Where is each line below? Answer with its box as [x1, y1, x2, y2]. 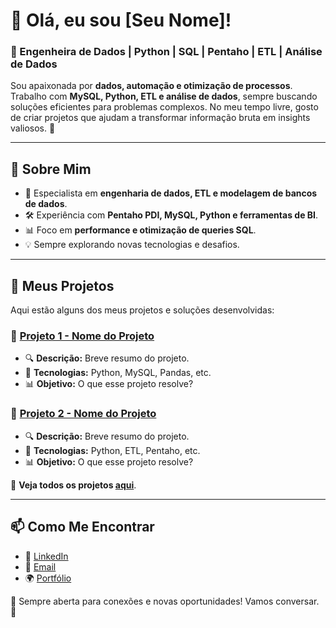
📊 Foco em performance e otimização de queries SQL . [24, 224, 257, 236]
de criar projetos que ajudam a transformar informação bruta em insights [10, 112, 311, 124]
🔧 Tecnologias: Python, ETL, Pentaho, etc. [24, 444, 201, 456]
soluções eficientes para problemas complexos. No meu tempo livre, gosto [10, 101, 319, 113]
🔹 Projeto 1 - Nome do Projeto [10, 329, 155, 343]
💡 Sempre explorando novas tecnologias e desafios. [24, 239, 240, 251]
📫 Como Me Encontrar [10, 519, 155, 536]
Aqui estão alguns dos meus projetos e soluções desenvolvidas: [10, 304, 275, 316]
